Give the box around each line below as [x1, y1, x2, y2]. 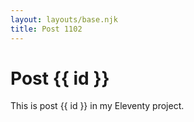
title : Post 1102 [10, 24, 83, 34]
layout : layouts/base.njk [10, 14, 118, 25]
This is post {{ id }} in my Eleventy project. [10, 100, 185, 112]
